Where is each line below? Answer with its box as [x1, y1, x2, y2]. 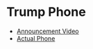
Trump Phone [6, 4, 86, 20]
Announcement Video [16, 27, 79, 35]
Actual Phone [16, 34, 56, 42]
